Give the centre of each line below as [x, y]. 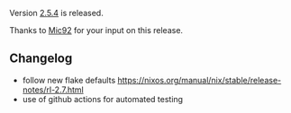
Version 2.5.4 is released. [56, 13]
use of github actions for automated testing [102, 99]
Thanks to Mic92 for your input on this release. [96, 30]
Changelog [41, 59]
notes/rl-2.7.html [53, 90]
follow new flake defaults [69, 80]
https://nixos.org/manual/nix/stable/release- [199, 80]
